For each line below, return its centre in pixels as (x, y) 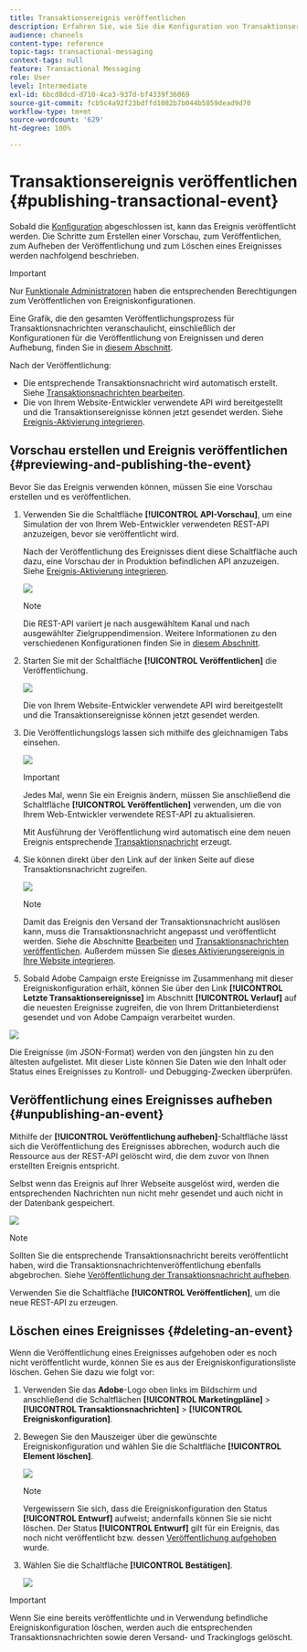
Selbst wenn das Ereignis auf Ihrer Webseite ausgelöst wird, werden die (145, 1183)
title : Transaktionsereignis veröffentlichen (97, 18)
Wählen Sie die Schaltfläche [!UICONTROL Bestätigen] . (127, 1565)
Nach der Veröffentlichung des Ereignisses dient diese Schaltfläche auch (160, 551)
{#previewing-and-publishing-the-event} (131, 465)
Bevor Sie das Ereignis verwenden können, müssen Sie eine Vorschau (141, 486)
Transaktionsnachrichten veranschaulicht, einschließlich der (122, 328)
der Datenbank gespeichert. (63, 1202)
